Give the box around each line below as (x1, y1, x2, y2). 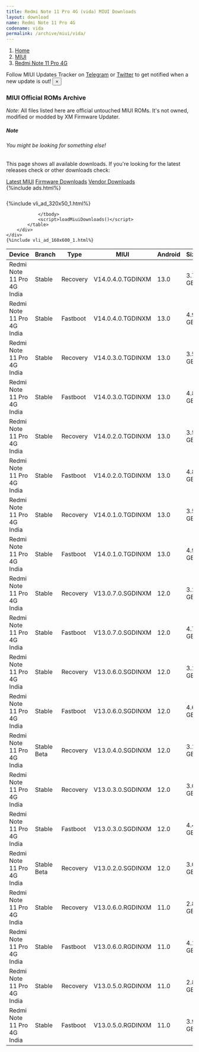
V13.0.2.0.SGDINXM (94, 864, 152, 872)
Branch (34, 250, 56, 258)
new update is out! (6, 78, 52, 85)
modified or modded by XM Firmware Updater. (6, 113, 120, 120)
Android (156, 250, 181, 258)
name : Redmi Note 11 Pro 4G (6, 20, 76, 25)
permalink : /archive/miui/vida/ (6, 31, 86, 37)
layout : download (6, 14, 49, 20)
